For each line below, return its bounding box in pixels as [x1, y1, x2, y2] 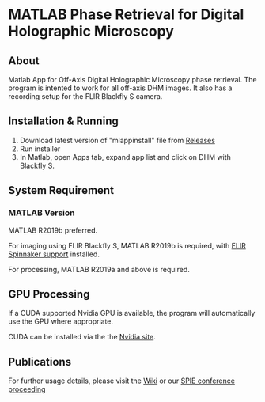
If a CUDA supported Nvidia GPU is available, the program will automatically [8, 309, 256, 318]
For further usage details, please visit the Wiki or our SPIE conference [8, 376, 236, 385]
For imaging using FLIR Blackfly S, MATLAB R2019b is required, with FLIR [8, 241, 247, 250]
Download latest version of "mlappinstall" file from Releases [19, 135, 216, 145]
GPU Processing [8, 287, 90, 301]
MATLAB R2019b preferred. [8, 226, 98, 235]
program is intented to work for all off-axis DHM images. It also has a [8, 83, 233, 93]
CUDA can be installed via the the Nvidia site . [8, 332, 156, 342]
